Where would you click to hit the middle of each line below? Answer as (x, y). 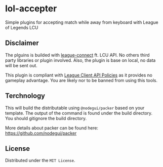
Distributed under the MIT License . (40, 161)
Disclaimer (22, 43)
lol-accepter (31, 9)
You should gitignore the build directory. (46, 118)
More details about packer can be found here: (52, 128)
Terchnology (25, 96)
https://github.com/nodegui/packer (41, 133)
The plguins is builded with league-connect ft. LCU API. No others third (77, 55)
